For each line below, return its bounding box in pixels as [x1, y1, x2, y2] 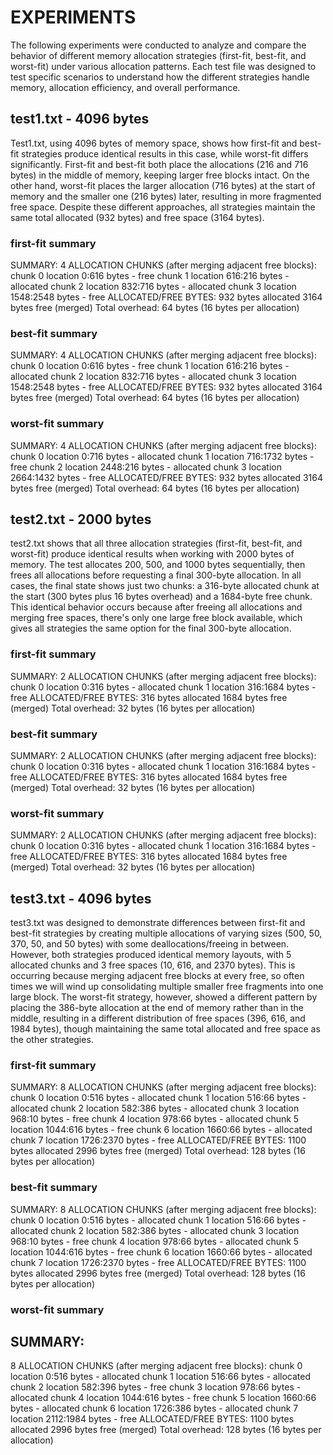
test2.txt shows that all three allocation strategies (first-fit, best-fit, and [10, 537, 303, 550]
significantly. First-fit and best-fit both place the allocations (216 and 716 [10, 158, 309, 170]
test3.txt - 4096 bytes [10, 890, 152, 907]
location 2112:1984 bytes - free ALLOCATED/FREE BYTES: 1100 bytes [10, 1413, 295, 1425]
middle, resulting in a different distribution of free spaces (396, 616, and [10, 1012, 306, 1025]
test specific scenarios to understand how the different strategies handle [10, 71, 310, 83]
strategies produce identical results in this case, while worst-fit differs [21, 147, 309, 160]
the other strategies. [10, 1034, 94, 1046]
